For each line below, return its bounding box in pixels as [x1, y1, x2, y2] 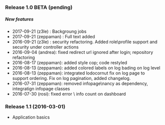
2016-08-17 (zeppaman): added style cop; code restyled [12, 59, 127, 65]
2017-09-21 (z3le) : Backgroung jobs [12, 28, 87, 34]
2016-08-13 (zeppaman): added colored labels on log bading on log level [12, 65, 161, 71]
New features [5, 16, 33, 22]
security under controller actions [12, 44, 79, 50]
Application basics [12, 114, 50, 120]
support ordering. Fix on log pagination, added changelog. [12, 75, 131, 81]
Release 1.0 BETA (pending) [5, 4, 73, 11]
